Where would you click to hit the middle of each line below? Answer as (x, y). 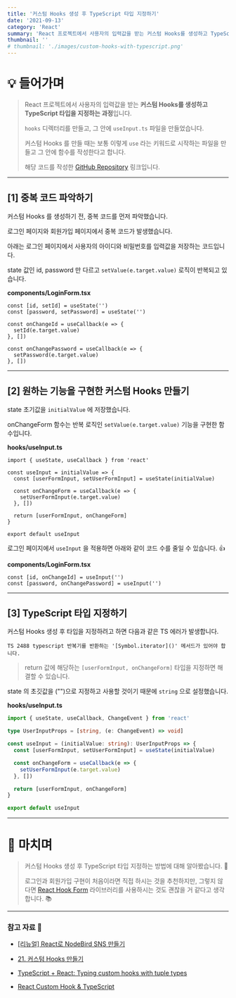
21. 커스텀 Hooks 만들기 (51, 959)
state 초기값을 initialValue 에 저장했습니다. (69, 409)
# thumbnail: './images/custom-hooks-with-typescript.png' (96, 46)
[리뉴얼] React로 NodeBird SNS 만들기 (71, 944)
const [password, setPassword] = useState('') (77, 312)
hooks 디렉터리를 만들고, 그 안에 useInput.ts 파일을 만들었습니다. (114, 128)
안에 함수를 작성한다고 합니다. (86, 151)
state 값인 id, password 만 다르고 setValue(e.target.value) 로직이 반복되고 (113, 270)
